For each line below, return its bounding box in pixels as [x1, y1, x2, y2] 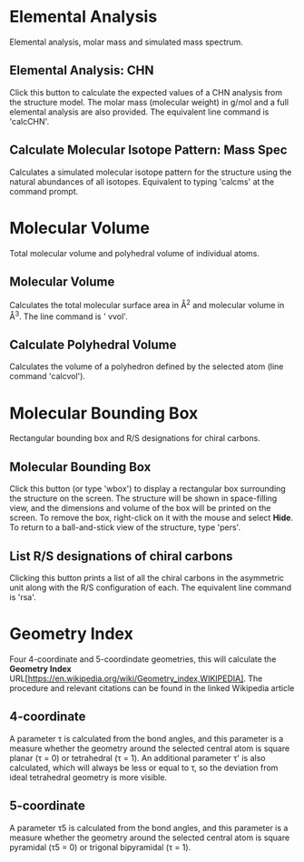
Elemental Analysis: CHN [9, 63, 154, 78]
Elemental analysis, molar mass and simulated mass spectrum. [9, 36, 243, 47]
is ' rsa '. [9, 592, 36, 602]
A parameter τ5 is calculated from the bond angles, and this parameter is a [9, 822, 289, 833]
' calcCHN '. [9, 115, 50, 126]
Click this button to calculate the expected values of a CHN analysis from [9, 86, 283, 97]
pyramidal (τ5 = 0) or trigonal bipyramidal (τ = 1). [9, 841, 191, 852]
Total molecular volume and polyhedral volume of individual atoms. [9, 247, 260, 258]
